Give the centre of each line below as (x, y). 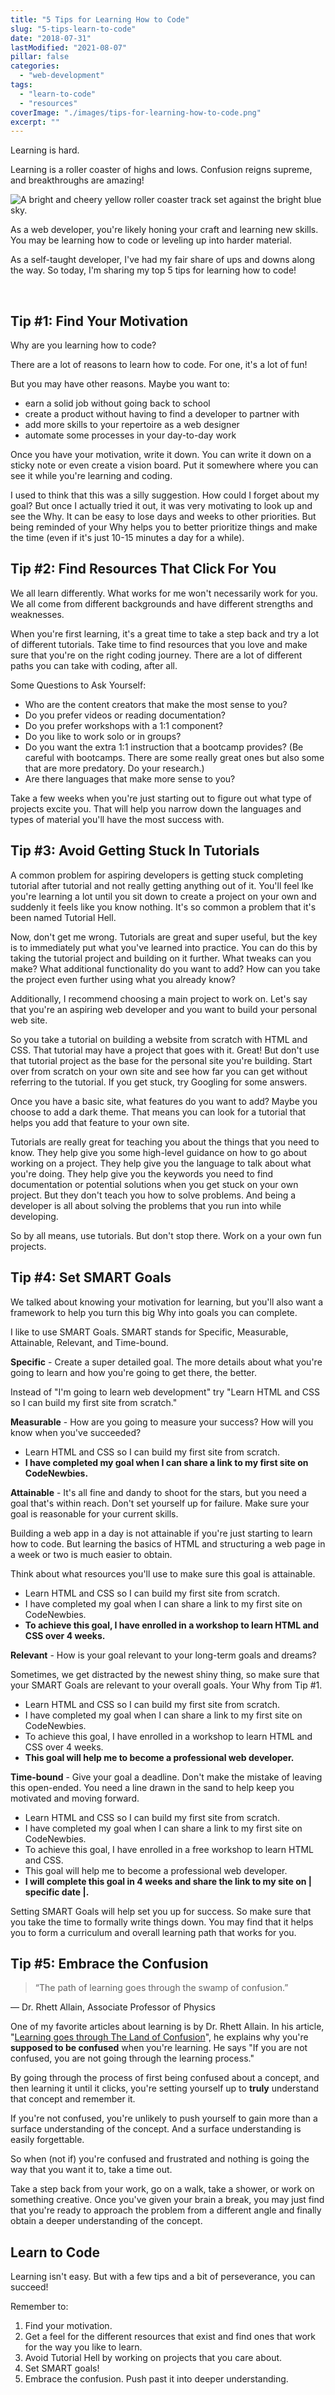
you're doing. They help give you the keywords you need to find (142, 1173)
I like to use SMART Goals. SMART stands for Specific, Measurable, (149, 1332)
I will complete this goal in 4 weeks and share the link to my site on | (168, 1881)
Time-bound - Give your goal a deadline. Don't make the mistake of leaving (166, 1777)
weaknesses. (37, 614)
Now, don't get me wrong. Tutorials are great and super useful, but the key (164, 937)
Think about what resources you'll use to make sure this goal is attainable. (163, 1573)
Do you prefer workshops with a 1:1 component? (123, 725)
